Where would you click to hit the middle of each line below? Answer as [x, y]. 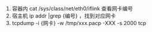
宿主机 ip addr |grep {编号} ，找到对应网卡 [64, 16]
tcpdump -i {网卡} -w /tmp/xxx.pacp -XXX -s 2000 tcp [79, 23]
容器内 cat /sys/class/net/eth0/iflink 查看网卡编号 [72, 8]
